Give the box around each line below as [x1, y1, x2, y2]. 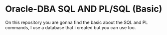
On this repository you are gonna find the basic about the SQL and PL [5, 19, 148, 25]
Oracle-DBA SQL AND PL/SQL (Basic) [5, 3, 163, 15]
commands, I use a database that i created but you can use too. [5, 24, 136, 30]
